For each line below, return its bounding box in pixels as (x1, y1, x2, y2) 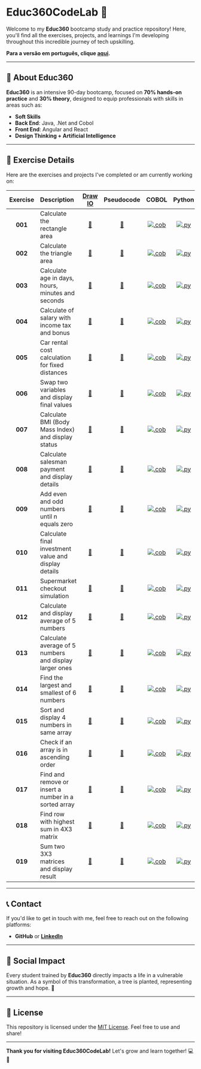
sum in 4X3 (39, 825, 73, 833)
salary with (39, 313, 71, 322)
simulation (39, 591, 69, 600)
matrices (39, 857, 65, 866)
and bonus (39, 328, 70, 337)
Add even (39, 490, 67, 498)
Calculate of (39, 306, 74, 314)
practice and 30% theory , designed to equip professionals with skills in (6, 95, 184, 102)
